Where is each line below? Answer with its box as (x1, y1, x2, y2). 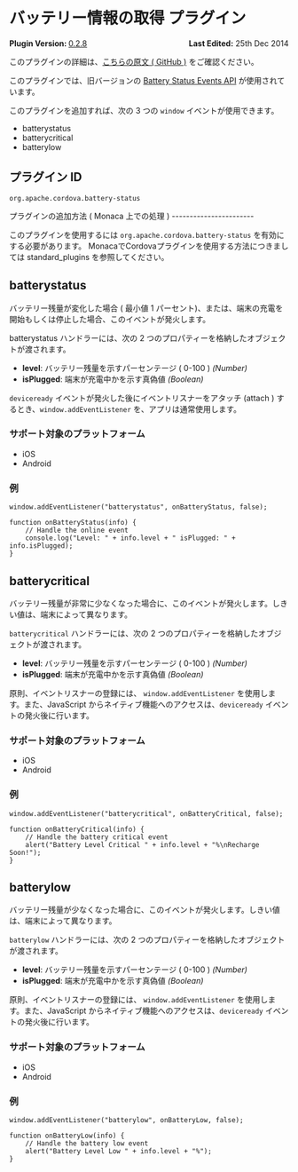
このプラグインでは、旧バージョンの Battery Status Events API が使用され (9, 75, 278, 85)
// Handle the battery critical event (25, 832, 169, 842)
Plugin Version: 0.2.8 (9, 37, 88, 49)
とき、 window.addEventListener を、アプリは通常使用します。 (16, 403, 242, 414)
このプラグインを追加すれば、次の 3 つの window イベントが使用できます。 (9, 105, 279, 115)
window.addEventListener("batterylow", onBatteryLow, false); (9, 1115, 244, 1124)
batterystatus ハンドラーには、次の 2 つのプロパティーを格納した (9, 332, 247, 343)
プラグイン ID (9, 170, 82, 185)
